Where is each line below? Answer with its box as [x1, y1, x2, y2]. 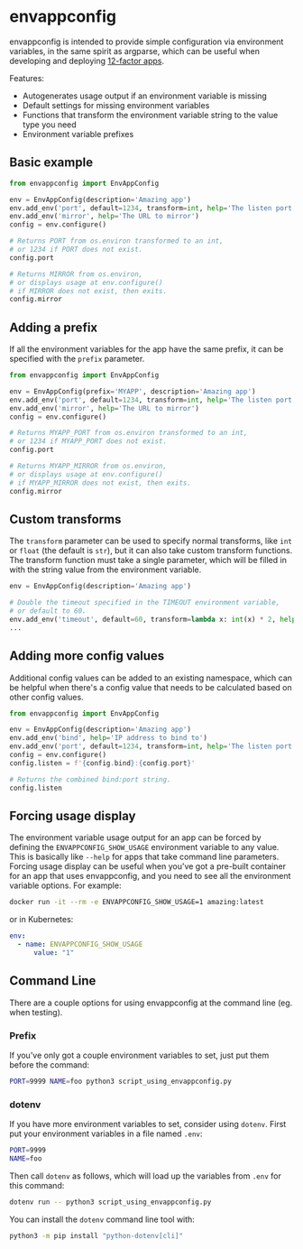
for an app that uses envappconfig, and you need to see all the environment [9, 871, 291, 882]
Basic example [9, 155, 93, 171]
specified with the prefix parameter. [9, 354, 145, 365]
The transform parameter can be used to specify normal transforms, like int [9, 535, 293, 547]
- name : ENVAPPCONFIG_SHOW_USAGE [17, 940, 143, 949]
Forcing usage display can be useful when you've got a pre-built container [9, 861, 287, 872]
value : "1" [32, 948, 75, 958]
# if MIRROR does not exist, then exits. [9, 286, 168, 295]
